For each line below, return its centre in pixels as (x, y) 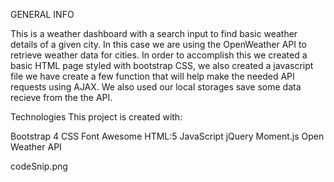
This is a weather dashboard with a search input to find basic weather (154, 33)
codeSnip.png (39, 166)
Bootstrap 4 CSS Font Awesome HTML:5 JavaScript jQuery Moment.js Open (167, 136)
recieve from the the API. (61, 97)
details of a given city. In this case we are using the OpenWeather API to (158, 44)
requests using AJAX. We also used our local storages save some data (156, 87)
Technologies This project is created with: (96, 117)
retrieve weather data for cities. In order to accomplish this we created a (159, 55)
